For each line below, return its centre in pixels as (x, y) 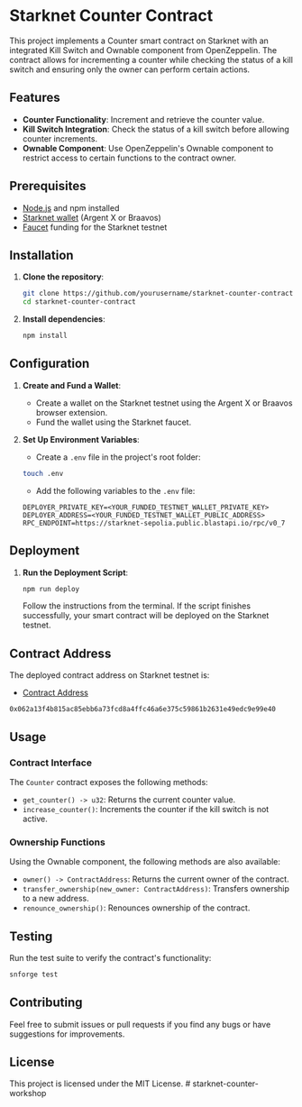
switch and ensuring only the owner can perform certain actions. (130, 69)
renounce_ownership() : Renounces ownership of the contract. (136, 908)
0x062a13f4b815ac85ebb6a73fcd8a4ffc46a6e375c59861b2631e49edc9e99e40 (143, 709)
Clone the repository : (63, 277)
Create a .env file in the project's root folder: (118, 457)
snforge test (34, 974)
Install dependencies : (64, 319)
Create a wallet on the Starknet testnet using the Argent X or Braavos (164, 403)
